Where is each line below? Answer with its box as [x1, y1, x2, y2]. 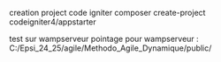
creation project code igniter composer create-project [9, 8, 206, 17]
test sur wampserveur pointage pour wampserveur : [9, 34, 199, 44]
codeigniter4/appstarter [9, 17, 97, 27]
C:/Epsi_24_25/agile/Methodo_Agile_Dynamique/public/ [9, 43, 212, 53]
